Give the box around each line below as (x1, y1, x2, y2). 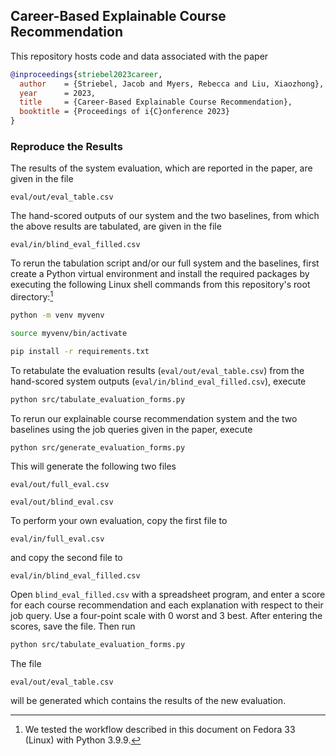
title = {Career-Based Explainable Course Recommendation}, (19, 97, 293, 108)
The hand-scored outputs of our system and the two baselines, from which (10, 210, 320, 222)
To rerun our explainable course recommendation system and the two (10, 412, 298, 424)
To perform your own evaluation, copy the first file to (10, 515, 228, 527)
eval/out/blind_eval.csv (10, 497, 114, 508)
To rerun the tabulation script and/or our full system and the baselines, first (10, 257, 320, 269)
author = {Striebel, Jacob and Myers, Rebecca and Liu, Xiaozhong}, (19, 79, 325, 89)
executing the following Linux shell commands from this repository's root (10, 279, 311, 291)
